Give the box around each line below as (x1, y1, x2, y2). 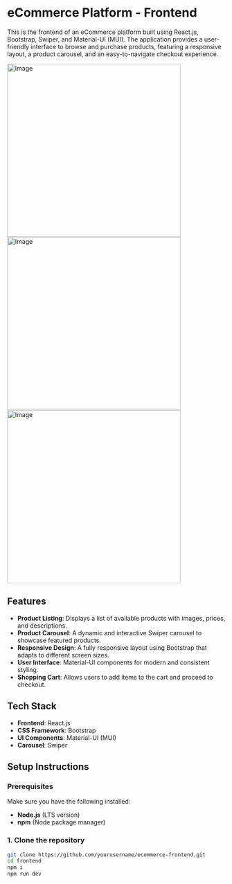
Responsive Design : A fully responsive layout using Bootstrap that (17, 643, 208, 652)
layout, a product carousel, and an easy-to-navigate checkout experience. (7, 50, 219, 58)
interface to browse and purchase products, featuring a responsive (30, 42, 222, 51)
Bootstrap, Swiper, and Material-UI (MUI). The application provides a (7, 35, 203, 43)
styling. (17, 665, 39, 673)
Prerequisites (7, 781, 53, 791)
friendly (7, 42, 30, 51)
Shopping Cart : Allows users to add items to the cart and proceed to (17, 673, 213, 681)
